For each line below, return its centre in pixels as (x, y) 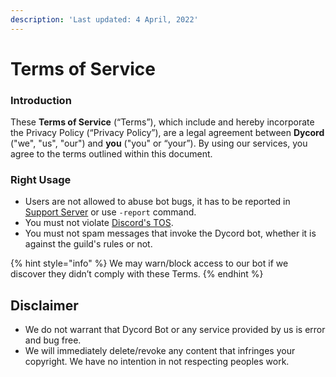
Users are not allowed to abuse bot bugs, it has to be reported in (157, 202)
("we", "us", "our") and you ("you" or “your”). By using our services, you (159, 143)
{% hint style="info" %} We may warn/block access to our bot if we (149, 263)
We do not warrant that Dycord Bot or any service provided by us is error (175, 330)
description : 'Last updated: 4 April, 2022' (104, 19)
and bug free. (53, 340)
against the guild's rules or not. (88, 244)
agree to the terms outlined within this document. (111, 154)
